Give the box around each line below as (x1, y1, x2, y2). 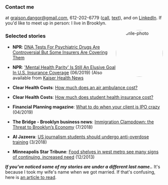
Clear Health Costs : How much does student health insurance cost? (12, 94, 153, 100)
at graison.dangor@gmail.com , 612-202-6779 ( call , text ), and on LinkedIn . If (5, 15, 162, 21)
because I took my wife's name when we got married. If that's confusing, (5, 169, 156, 175)
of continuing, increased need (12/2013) (12, 154, 95, 160)
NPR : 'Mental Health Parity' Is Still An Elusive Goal (12, 64, 116, 70)
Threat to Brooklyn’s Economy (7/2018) (12, 124, 93, 130)
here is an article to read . (5, 174, 56, 180)
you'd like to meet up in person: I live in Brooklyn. (5, 20, 106, 26)
